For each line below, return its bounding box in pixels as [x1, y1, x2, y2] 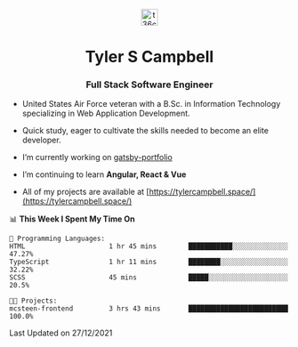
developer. [21, 134, 61, 146]
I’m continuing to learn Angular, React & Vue [21, 169, 187, 180]
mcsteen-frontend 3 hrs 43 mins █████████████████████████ [9, 304, 289, 313]
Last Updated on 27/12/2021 [9, 327, 113, 338]
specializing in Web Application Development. [21, 108, 190, 119]
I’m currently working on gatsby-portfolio [21, 152, 173, 163]
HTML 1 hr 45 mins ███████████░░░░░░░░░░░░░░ [9, 242, 289, 251]
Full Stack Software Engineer [85, 78, 213, 91]
